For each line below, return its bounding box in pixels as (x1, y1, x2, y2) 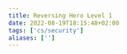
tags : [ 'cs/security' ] (8, 26, 84, 34)
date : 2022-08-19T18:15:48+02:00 (8, 19, 120, 27)
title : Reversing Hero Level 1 (8, 11, 113, 20)
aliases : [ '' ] (8, 33, 56, 42)
